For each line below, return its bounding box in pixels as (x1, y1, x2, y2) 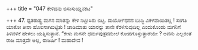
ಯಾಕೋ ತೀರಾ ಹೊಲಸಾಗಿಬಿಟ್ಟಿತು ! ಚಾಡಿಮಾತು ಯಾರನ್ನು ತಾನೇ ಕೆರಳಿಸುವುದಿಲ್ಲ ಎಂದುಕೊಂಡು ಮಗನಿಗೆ (6, 24, 181, 30)
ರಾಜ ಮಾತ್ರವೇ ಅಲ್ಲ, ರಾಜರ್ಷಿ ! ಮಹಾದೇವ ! (6, 36, 83, 44)
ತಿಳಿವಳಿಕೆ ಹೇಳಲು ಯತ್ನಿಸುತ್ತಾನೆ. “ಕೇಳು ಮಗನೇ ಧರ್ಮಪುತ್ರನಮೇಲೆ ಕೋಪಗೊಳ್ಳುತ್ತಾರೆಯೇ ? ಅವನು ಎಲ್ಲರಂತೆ (6, 30, 192, 37)
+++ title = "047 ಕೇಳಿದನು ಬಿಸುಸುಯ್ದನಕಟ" (6, 5, 94, 12)
